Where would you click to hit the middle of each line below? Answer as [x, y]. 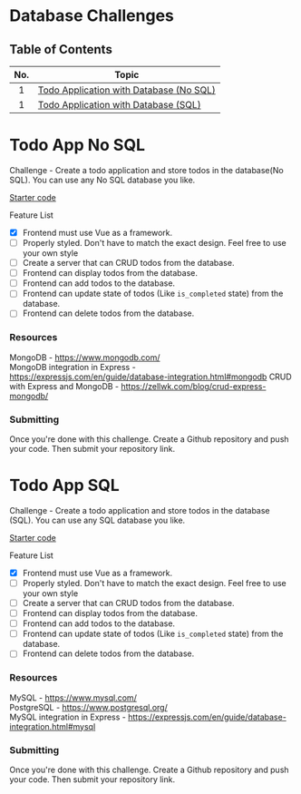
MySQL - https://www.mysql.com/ [73, 697]
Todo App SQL [64, 485]
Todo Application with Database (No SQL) [126, 90]
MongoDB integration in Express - [73, 367]
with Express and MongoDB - [64, 386]
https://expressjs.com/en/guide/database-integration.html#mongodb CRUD [150, 377]
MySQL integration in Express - [68, 717]
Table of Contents [61, 49]
